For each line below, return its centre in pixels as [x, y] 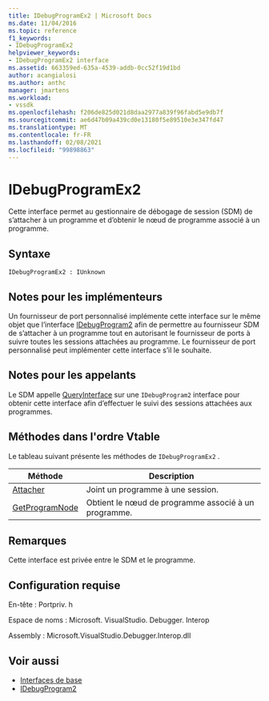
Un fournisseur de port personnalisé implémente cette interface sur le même [134, 316]
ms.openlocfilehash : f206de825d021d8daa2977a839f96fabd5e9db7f [116, 113]
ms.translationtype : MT [48, 127]
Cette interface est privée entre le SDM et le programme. [102, 560]
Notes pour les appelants [72, 375]
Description [171, 476]
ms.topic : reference [43, 30]
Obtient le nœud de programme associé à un [170, 502]
